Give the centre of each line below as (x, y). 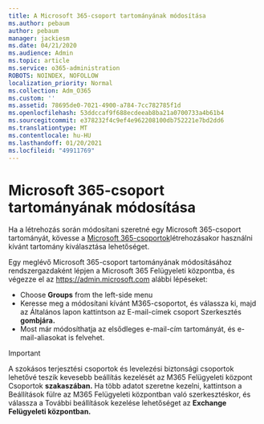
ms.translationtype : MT (48, 128)
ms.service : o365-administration (64, 68)
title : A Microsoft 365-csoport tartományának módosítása (107, 16)
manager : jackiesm (39, 38)
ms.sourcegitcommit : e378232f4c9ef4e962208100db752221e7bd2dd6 (116, 121)
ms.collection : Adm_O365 (50, 91)
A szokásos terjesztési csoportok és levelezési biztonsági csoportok (121, 369)
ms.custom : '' (32, 98)
